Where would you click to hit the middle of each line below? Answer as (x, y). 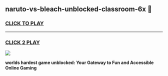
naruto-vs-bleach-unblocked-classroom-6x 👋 (79, 9)
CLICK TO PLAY (24, 23)
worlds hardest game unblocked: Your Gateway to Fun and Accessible (79, 62)
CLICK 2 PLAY (22, 42)
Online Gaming (21, 67)
